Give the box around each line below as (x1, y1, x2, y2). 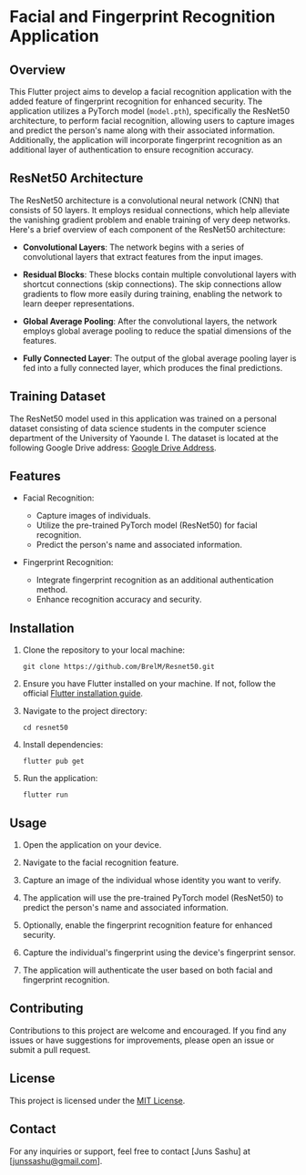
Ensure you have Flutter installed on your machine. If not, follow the (22, 678, 276, 689)
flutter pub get (22, 757, 85, 767)
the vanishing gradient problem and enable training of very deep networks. (9, 214, 291, 225)
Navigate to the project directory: (22, 706, 148, 716)
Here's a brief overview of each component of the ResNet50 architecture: (9, 223, 286, 234)
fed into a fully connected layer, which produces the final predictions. (22, 362, 283, 373)
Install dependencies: (22, 739, 104, 750)
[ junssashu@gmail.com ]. (9, 1155, 103, 1166)
